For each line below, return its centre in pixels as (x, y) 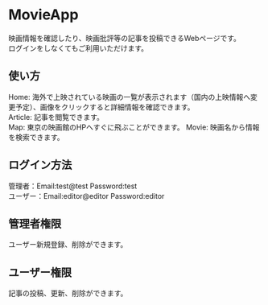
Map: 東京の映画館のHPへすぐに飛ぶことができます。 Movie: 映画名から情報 (134, 127)
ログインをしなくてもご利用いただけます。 (78, 48)
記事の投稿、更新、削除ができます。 (68, 293)
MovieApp (43, 15)
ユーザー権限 (40, 272)
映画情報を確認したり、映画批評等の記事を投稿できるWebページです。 (125, 38)
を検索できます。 (36, 137)
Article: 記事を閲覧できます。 (56, 117)
